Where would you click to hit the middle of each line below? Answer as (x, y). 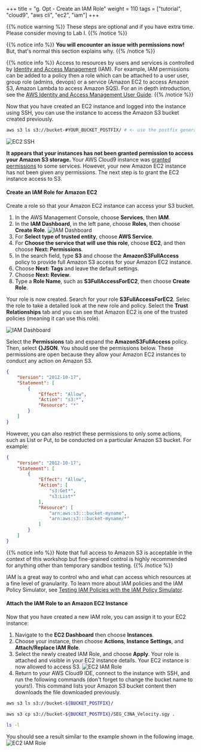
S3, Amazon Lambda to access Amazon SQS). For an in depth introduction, (99, 88)
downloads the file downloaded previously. (68, 693)
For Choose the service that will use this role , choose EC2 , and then (100, 243)
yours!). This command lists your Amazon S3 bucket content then (95, 686)
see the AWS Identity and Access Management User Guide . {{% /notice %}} (100, 95)
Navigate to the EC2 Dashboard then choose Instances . (84, 635)
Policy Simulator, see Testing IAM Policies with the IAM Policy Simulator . (95, 590)
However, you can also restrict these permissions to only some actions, (94, 433)
